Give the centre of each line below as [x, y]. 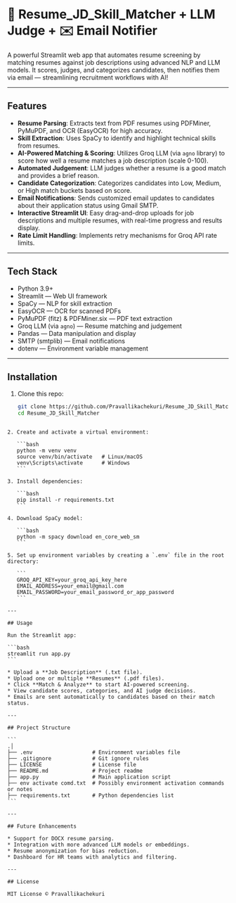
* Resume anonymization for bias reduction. [73, 851]
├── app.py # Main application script [89, 777]
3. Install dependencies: [45, 481]
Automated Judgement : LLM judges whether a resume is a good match [122, 168]
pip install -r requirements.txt [65, 500]
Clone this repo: [40, 394]
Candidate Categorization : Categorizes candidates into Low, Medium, [119, 183]
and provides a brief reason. [58, 175]
